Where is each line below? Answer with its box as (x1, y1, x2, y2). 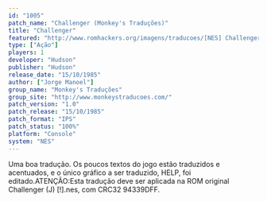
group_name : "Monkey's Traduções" (8, 85, 123, 94)
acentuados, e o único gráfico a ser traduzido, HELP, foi (8, 168, 192, 177)
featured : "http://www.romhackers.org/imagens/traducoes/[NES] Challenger (8, 33, 261, 42)
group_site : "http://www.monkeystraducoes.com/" (8, 93, 172, 101)
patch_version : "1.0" (8, 100, 80, 108)
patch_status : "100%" (8, 122, 80, 130)
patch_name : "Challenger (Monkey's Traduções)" (8, 19, 169, 27)
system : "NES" (8, 137, 56, 146)
